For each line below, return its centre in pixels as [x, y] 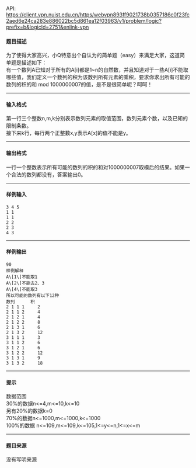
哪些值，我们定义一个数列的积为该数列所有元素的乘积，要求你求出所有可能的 [98, 77]
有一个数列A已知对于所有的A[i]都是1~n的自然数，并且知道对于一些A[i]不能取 [97, 70]
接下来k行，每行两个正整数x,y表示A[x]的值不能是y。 [69, 133]
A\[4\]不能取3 [22, 290]
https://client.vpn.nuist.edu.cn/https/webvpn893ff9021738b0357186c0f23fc [98, 15]
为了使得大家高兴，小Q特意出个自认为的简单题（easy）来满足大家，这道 [93, 56]
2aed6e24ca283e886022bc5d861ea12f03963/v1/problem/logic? [84, 21]
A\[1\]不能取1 [22, 277]
